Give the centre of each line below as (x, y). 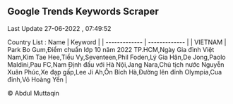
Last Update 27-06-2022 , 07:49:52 (59, 28)
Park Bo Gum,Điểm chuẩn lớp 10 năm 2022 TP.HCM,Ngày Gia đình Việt (111, 49)
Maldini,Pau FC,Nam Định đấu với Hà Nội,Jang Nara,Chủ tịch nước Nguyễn (116, 64)
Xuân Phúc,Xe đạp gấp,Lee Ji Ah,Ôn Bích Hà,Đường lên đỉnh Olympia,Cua (115, 72)
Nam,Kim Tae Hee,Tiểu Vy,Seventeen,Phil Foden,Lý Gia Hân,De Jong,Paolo (116, 57)
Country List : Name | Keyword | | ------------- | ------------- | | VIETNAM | (117, 42)
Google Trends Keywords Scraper (83, 12)
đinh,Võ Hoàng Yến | (37, 79)
